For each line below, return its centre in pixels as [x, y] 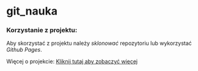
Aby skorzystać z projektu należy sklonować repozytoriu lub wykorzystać [99, 43]
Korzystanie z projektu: [42, 30]
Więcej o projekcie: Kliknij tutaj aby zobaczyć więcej [72, 61]
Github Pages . [24, 50]
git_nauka [32, 11]
